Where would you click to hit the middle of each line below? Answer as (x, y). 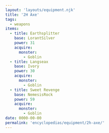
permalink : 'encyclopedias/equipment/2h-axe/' (55, 123)
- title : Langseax (29, 62)
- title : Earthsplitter (35, 33)
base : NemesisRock (34, 95)
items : (12, 29)
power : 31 (25, 43)
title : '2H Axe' (22, 15)
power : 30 (25, 71)
